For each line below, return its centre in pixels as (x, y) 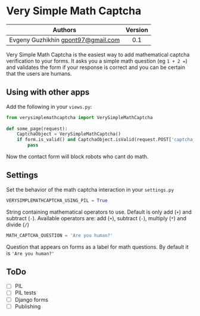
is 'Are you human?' (30, 253)
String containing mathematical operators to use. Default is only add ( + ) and (99, 212)
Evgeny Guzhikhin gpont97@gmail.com (65, 40)
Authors (65, 30)
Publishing (28, 306)
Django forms (32, 299)
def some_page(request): (37, 129)
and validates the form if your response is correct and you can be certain (96, 67)
